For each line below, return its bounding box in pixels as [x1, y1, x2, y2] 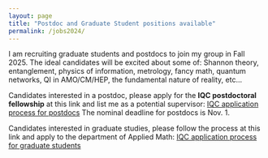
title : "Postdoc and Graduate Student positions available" [8, 19, 217, 28]
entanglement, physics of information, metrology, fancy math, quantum [8, 66, 246, 76]
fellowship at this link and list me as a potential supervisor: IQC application [8, 99, 259, 109]
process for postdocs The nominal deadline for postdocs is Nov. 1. [8, 108, 230, 117]
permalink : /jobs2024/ [8, 27, 85, 35]
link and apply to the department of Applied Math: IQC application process [8, 132, 257, 142]
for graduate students [8, 141, 81, 151]
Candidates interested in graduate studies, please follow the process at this [8, 123, 261, 134]
